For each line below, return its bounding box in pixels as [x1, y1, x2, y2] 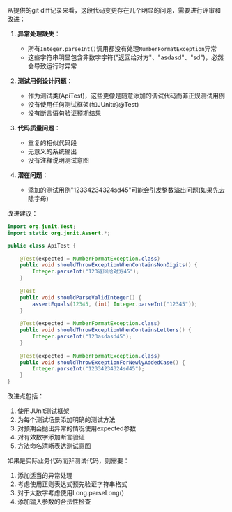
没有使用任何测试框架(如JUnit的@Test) [27, 100, 139, 108]
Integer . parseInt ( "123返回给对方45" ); [32, 268, 139, 276]
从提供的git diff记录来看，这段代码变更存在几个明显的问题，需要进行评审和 [7, 6, 222, 14]
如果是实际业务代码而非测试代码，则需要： [7, 456, 130, 465]
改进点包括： [7, 392, 44, 400]
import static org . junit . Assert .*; [7, 229, 111, 236]
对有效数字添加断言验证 [17, 433, 85, 441]
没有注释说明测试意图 [27, 156, 89, 164]
